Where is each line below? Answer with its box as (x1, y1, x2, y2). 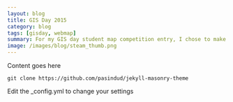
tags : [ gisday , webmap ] (7, 29, 77, 37)
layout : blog (7, 10, 45, 17)
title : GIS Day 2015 (7, 17, 68, 24)
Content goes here (7, 62, 61, 69)
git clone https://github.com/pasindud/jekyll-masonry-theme (7, 75, 189, 82)
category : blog (7, 23, 52, 30)
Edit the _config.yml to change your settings (7, 87, 134, 95)
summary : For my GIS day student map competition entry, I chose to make (7, 36, 227, 43)
